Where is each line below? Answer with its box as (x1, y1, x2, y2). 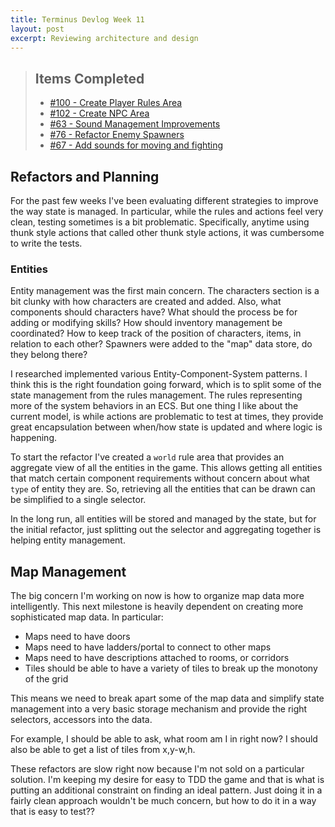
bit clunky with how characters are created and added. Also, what (10, 296, 282, 308)
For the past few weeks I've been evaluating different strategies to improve (10, 195, 319, 206)
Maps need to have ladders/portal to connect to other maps (24, 641, 272, 653)
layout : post (10, 24, 65, 34)
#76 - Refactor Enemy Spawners (49, 129, 185, 141)
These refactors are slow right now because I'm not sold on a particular (10, 763, 305, 775)
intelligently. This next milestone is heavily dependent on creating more (10, 601, 304, 613)
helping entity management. (10, 534, 126, 546)
